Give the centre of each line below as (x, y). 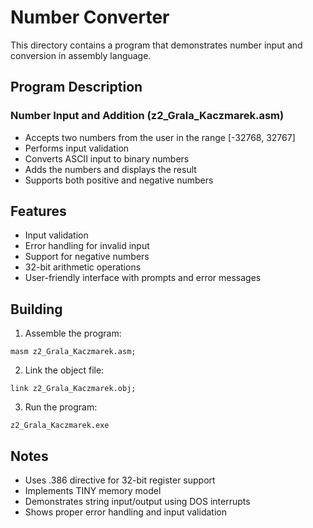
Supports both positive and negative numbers (119, 180)
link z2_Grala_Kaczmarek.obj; (73, 389)
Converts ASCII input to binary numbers (107, 158)
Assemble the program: (73, 333)
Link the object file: (64, 370)
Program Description (76, 87)
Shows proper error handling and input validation (125, 512)
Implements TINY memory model (93, 491)
